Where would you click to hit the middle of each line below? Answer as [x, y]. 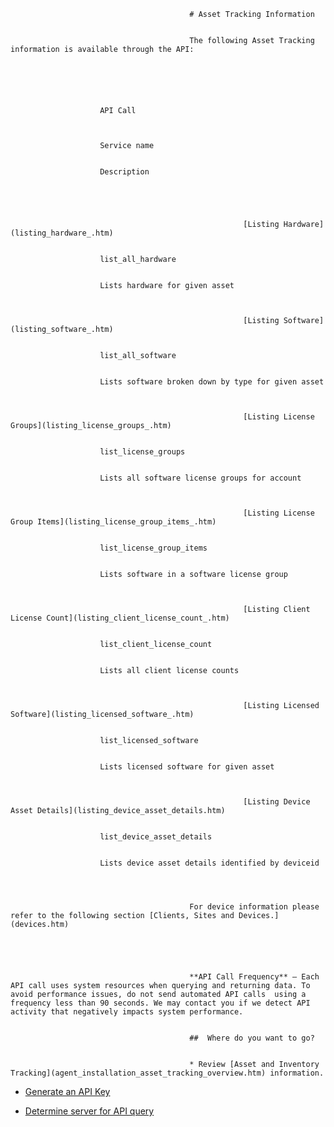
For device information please [254, 907]
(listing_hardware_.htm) [62, 233]
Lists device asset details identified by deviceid [209, 863]
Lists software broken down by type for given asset [212, 382]
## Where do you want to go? [252, 1038]
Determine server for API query [89, 1111]
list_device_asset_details [156, 837]
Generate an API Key [67, 1091]
